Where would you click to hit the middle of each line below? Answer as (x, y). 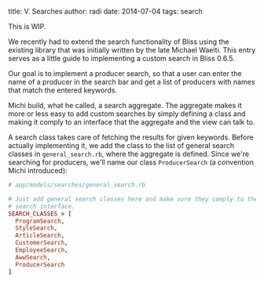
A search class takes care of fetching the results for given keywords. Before (131, 137)
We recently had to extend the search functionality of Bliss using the (119, 42)
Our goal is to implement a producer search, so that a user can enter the (125, 73)
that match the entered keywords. (63, 90)
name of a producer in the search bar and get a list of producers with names (132, 82)
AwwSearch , (33, 257)
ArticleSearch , (40, 236)
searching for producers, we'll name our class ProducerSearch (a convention (131, 162)
